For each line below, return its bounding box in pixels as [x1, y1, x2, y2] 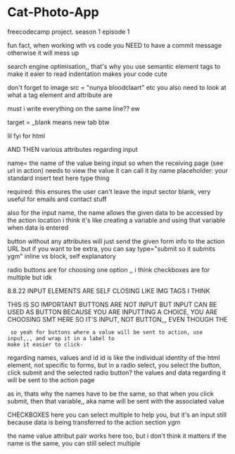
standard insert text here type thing [7, 174, 110, 182]
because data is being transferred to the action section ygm [7, 417, 181, 426]
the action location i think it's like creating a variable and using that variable [7, 216, 226, 224]
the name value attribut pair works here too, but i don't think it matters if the [7, 432, 227, 440]
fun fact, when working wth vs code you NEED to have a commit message [7, 41, 222, 49]
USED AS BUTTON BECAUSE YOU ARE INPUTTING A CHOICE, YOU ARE [7, 307, 218, 316]
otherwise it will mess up [7, 48, 80, 57]
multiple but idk [7, 273, 53, 281]
